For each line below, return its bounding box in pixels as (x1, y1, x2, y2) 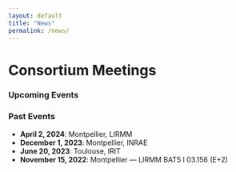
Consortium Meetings (8, 61, 157, 79)
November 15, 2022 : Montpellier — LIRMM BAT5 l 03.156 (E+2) (19, 154, 228, 164)
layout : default (8, 11, 62, 20)
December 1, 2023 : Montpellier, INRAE (19, 138, 148, 147)
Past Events (8, 111, 56, 122)
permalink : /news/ (8, 26, 70, 34)
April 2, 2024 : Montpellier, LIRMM (19, 129, 133, 138)
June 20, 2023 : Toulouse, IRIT (19, 146, 122, 156)
